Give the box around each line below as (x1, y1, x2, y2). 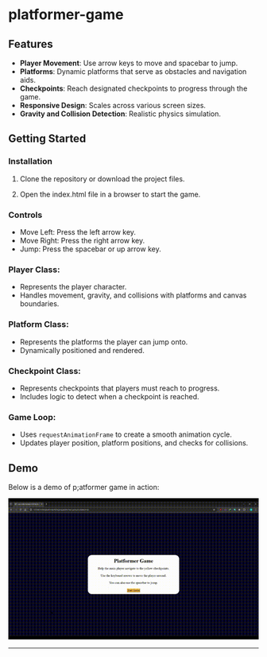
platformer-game (8, 6, 125, 24)
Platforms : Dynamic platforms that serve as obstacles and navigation (19, 67, 247, 76)
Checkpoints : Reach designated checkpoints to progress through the (19, 84, 248, 93)
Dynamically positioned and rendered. (19, 345, 145, 355)
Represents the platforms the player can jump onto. (19, 336, 188, 347)
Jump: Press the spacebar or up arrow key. (19, 244, 161, 254)
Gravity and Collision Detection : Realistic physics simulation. (19, 109, 221, 119)
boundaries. (19, 299, 60, 309)
